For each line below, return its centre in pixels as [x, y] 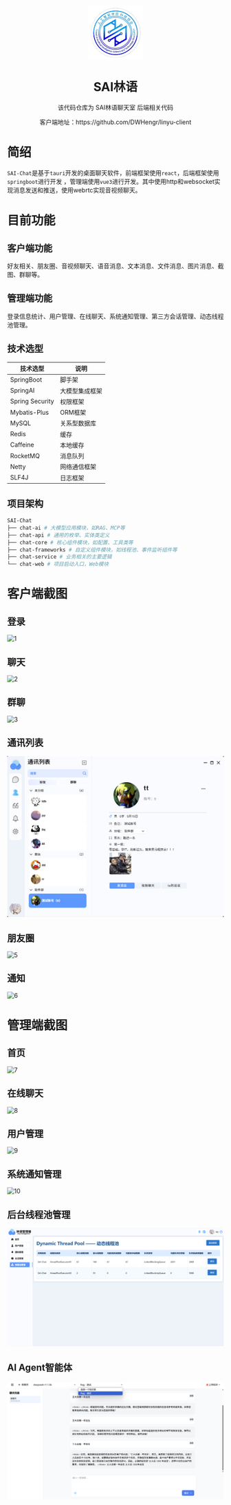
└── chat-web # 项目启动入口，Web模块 [58, 564]
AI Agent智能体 [40, 1368]
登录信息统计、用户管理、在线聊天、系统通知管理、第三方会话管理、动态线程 [115, 316]
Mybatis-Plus [30, 412]
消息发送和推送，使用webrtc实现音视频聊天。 [77, 190]
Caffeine [22, 445]
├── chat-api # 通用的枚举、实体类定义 [58, 535]
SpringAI [22, 391]
